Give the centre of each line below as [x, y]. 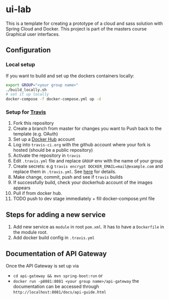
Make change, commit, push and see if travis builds [68, 177]
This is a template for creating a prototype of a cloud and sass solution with [85, 23]
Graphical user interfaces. [33, 34]
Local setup [20, 64]
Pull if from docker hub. [37, 193]
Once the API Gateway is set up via [42, 266]
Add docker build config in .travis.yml [54, 238]
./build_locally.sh [26, 90]
